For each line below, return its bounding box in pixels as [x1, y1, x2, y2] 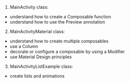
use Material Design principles [9, 54, 72, 60]
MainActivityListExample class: [9, 64, 73, 69]
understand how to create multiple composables [9, 38, 109, 44]
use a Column [9, 43, 39, 49]
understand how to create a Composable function [9, 14, 111, 19]
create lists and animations [9, 73, 65, 79]
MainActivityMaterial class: [9, 29, 65, 34]
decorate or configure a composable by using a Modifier [9, 49, 125, 54]
